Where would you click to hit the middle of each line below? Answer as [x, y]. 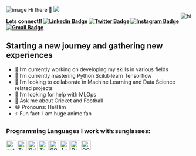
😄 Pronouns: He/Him [40, 107]
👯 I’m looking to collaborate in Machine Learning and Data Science [95, 82]
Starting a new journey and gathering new [85, 46]
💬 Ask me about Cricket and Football [59, 101]
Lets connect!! [24, 21]
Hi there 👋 [40, 10]
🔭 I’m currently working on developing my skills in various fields [92, 69]
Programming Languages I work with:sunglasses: [78, 131]
